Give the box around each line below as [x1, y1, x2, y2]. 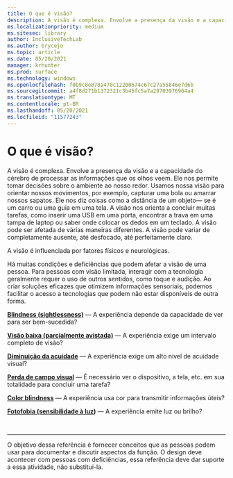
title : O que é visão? [7, 10, 73, 17]
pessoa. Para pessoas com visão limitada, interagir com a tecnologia [7, 267, 203, 275]
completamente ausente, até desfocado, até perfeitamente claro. [7, 233, 193, 241]
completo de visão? [7, 338, 64, 347]
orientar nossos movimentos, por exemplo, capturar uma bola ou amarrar [7, 188, 216, 197]
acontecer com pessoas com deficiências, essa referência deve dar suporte [7, 455, 225, 463]
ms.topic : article [7, 49, 60, 56]
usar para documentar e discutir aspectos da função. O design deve [7, 447, 202, 456]
